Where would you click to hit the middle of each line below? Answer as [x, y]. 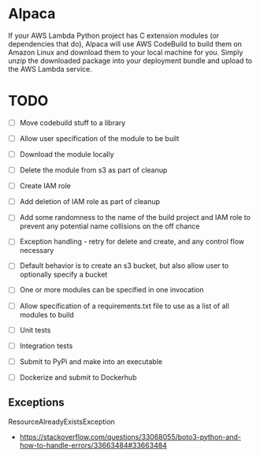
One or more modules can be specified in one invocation [111, 290]
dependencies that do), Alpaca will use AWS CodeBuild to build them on [125, 43]
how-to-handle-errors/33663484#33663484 [93, 445]
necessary [37, 251]
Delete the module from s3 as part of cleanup [93, 170]
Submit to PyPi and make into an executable [91, 361]
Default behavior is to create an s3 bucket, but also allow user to [124, 266]
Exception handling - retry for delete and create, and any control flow [132, 242]
